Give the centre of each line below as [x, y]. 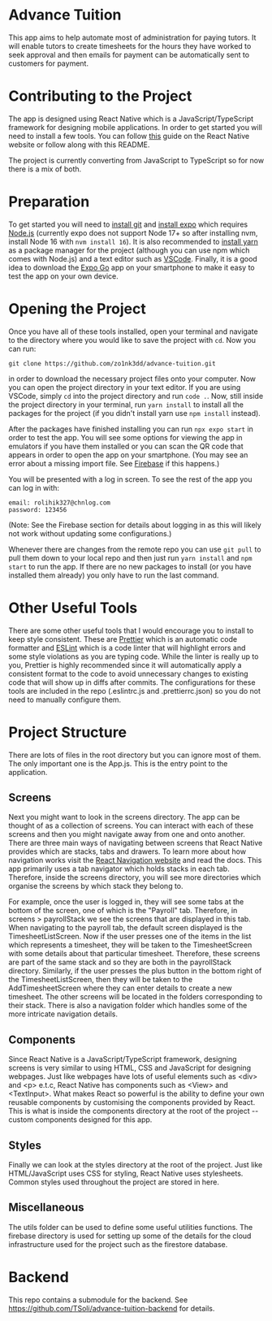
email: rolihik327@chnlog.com [60, 502]
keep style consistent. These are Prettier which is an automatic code [123, 639]
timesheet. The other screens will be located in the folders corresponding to [136, 997]
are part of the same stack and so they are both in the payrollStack [120, 962]
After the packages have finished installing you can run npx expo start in [131, 429]
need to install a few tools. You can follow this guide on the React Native [129, 136]
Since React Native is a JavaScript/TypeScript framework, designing [123, 1059]
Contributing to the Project [100, 96]
